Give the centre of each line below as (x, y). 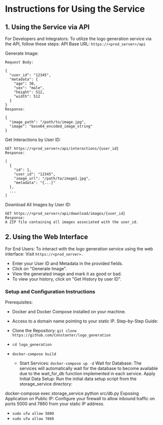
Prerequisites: (19, 302)
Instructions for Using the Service (75, 9)
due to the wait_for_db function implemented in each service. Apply (87, 374)
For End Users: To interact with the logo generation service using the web (79, 249)
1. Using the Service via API (47, 27)
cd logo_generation (32, 345)
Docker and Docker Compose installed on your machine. (69, 312)
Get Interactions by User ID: (33, 140)
